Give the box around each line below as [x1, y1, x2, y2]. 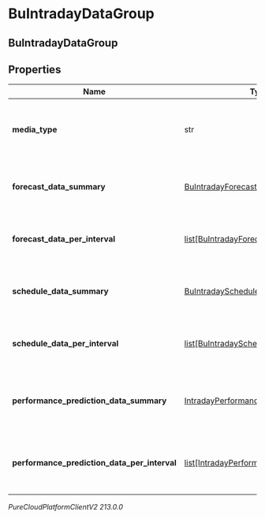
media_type [12, 124, 58, 135]
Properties [8, 62, 62, 76]
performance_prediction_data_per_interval [12, 457, 177, 469]
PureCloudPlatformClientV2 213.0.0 [8, 502, 124, 512]
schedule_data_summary [12, 286, 109, 297]
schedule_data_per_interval [12, 338, 119, 349]
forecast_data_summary [12, 181, 106, 192]
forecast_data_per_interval [12, 233, 116, 245]
